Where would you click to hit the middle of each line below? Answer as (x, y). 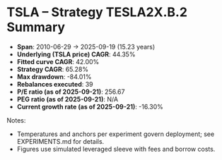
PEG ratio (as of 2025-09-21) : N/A (67, 99)
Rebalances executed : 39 (55, 84)
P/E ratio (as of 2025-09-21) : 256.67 (71, 92)
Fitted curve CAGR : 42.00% (58, 61)
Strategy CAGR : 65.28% (53, 69)
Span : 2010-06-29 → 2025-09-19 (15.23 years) (86, 47)
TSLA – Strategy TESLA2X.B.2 (97, 12)
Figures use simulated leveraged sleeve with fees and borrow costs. (116, 149)
